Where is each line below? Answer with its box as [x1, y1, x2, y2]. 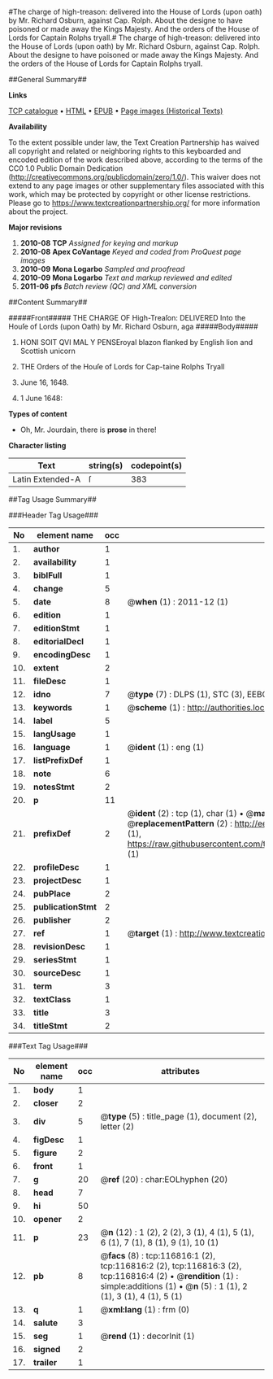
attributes [161, 1066, 201, 1076]
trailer [33, 1357, 58, 1368]
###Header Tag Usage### [8, 510, 99, 520]
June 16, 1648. [19, 377, 69, 387]
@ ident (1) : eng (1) [127, 742, 205, 753]
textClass [33, 994, 71, 1005]
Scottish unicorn [19, 346, 76, 356]
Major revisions [8, 223, 63, 232]
